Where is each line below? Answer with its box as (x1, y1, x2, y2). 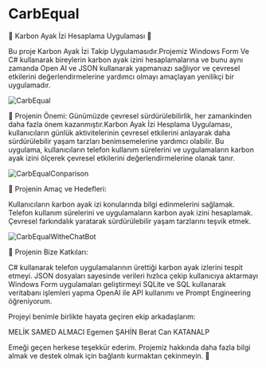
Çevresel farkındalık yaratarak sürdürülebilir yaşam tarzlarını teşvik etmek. (8, 216, 252, 226)
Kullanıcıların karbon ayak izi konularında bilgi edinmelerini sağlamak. (8, 199, 235, 209)
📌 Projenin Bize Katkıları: (8, 247, 89, 257)
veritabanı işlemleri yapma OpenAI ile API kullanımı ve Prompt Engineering (8, 288, 251, 297)
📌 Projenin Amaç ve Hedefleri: (8, 184, 108, 193)
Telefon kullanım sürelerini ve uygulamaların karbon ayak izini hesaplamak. (8, 207, 253, 217)
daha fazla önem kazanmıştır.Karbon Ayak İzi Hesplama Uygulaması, (8, 119, 233, 129)
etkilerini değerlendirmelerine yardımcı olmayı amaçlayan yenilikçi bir (8, 72, 235, 81)
